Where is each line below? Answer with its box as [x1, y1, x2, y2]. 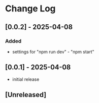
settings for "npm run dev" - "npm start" [12, 49, 95, 54]
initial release [12, 76, 39, 82]
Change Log [5, 3, 56, 14]
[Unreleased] [5, 91, 47, 99]
